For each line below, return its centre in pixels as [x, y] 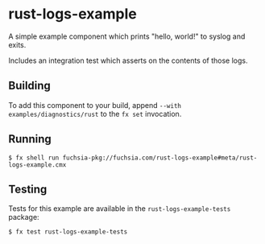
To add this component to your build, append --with [95, 105]
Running [30, 139]
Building [29, 86]
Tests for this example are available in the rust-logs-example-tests [120, 209]
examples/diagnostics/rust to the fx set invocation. [95, 114]
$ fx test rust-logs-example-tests [68, 232]
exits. [17, 44]
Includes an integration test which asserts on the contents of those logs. [128, 60]
